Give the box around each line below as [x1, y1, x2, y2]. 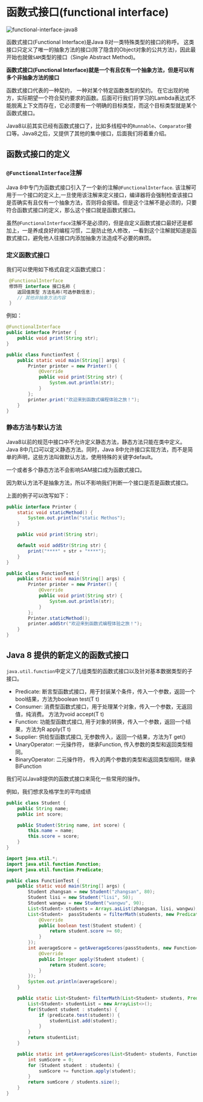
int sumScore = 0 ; [28, 1057, 74, 1063]
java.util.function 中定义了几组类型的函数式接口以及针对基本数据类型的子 [6, 667, 193, 674]
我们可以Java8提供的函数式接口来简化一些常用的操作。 [6, 775, 143, 782]
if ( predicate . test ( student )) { [38, 1012, 120, 1018]
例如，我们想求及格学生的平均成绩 [6, 788, 91, 795]
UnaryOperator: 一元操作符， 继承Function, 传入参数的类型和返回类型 [14, 741, 188, 748]
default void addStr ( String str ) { [17, 543, 107, 549]
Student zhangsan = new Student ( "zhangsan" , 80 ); [28, 889, 155, 895]
